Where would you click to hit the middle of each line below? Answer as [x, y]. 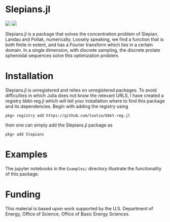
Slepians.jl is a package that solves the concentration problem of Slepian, [82, 34]
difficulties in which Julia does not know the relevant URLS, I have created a [84, 96]
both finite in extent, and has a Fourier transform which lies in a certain [79, 45]
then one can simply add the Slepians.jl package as [59, 125]
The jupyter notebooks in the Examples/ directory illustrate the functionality [83, 168]
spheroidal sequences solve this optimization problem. [62, 55]
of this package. [22, 174]
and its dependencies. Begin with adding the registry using [67, 106]
